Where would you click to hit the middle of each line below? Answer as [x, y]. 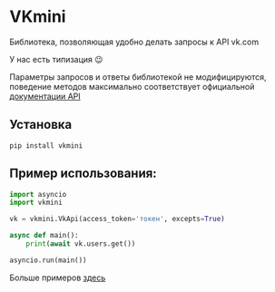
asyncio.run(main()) [49, 260]
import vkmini [36, 203]
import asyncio [38, 194]
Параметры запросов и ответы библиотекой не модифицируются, [138, 77]
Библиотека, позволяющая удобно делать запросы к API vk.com [134, 42]
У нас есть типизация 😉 [56, 59]
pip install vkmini [46, 146]
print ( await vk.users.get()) [81, 244]
